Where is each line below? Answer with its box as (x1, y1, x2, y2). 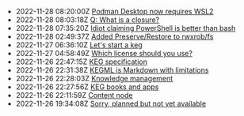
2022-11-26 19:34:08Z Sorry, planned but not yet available (15, 99, 207, 108)
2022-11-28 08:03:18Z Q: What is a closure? (15, 15, 160, 24)
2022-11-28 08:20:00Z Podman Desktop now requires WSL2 (15, 7, 214, 16)
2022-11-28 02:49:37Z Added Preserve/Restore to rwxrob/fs (15, 32, 214, 41)
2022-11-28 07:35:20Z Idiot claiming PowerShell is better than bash (15, 24, 236, 32)
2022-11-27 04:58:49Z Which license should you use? (15, 49, 193, 58)
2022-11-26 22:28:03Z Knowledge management (15, 74, 173, 83)
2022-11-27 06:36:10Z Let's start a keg (15, 40, 143, 50)
